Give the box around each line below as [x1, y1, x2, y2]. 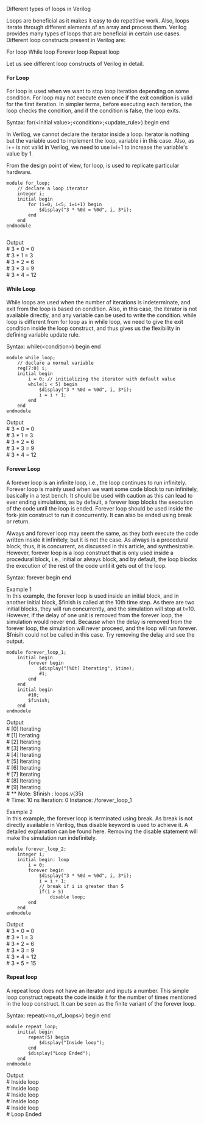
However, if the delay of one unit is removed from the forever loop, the [6, 611, 183, 618]
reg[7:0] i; [17, 365, 47, 371]
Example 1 [6, 585, 32, 593]
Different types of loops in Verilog [6, 5, 91, 12]
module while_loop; [6, 355, 56, 361]
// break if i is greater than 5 [38, 883, 124, 889]
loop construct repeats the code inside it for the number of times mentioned [6, 993, 197, 1001]
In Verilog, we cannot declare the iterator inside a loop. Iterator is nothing [6, 131, 190, 138]
